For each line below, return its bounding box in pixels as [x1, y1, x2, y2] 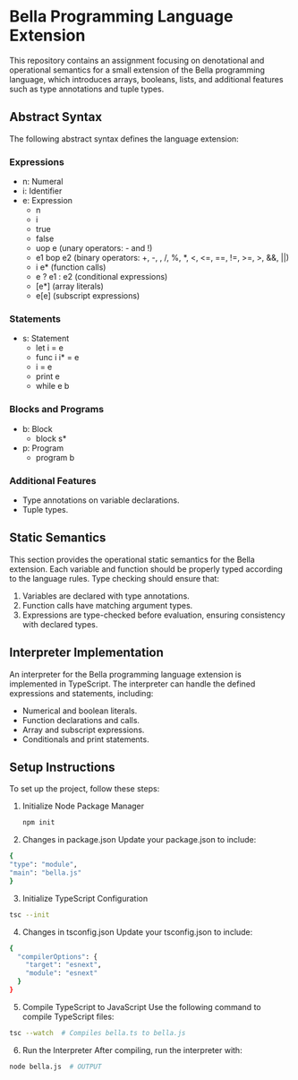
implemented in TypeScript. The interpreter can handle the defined [9, 678, 256, 689]
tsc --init [9, 910, 50, 920]
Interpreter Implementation [9, 645, 164, 661]
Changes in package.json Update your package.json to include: [21, 834, 257, 845]
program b [35, 452, 75, 462]
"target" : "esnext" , [25, 961, 102, 970]
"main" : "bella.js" [9, 868, 82, 877]
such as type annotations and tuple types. [9, 83, 165, 94]
